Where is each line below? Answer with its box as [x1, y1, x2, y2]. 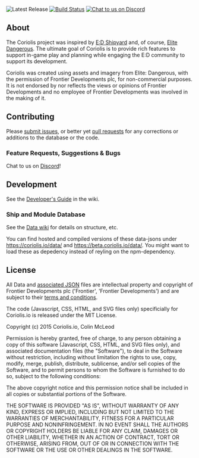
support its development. [6, 57, 68, 65]
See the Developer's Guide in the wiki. [6, 195, 100, 202]
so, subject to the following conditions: [6, 372, 101, 379]
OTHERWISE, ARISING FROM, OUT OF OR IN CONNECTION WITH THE [6, 440, 179, 447]
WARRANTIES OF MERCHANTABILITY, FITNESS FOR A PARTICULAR [6, 415, 174, 422]
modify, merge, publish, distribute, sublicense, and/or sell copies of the [6, 360, 181, 367]
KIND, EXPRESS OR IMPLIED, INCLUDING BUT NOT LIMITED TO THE [6, 408, 175, 415]
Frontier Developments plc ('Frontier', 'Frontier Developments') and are [6, 287, 179, 294]
